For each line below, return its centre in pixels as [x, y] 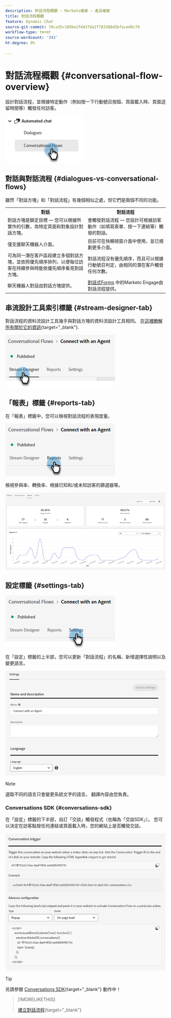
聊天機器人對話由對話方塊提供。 [41, 286]
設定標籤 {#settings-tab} [45, 586]
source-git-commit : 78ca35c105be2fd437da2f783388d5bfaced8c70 [73, 27]
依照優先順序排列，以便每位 [50, 262]
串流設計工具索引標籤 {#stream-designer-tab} [79, 308]
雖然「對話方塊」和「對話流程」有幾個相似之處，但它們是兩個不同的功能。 [83, 200]
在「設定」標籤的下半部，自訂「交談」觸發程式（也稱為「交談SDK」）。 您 [82, 819]
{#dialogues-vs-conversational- [106, 179]
